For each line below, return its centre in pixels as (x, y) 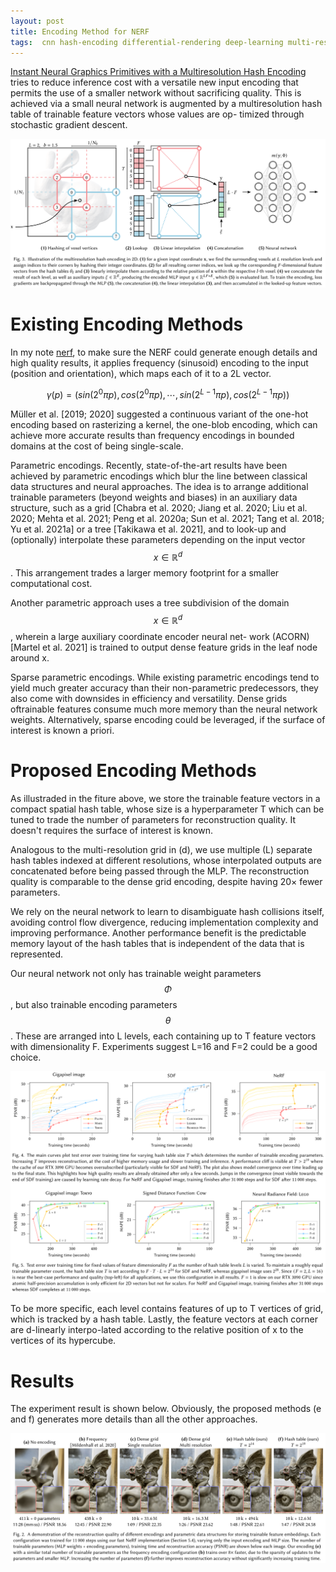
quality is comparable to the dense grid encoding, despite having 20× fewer (166, 881)
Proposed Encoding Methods (133, 771)
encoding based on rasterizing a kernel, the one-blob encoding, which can (164, 424)
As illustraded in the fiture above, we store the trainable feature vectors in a (165, 798)
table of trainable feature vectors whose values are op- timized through (157, 114)
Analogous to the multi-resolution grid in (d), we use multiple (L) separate (161, 849)
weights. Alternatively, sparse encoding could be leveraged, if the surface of (168, 719)
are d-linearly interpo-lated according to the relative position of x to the (157, 1330)
